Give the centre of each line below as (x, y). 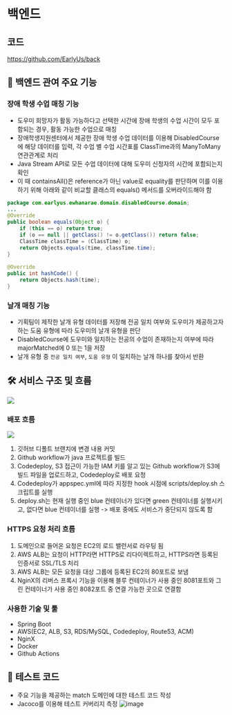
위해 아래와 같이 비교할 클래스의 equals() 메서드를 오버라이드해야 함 (121, 189)
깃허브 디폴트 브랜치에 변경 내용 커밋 (66, 449)
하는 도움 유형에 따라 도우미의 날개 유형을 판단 (79, 330)
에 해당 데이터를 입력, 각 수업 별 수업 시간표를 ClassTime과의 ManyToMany (119, 146)
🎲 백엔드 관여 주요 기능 (52, 83)
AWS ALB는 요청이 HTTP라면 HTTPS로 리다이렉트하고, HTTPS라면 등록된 (118, 554)
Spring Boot (34, 624)
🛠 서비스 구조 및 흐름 (49, 381)
